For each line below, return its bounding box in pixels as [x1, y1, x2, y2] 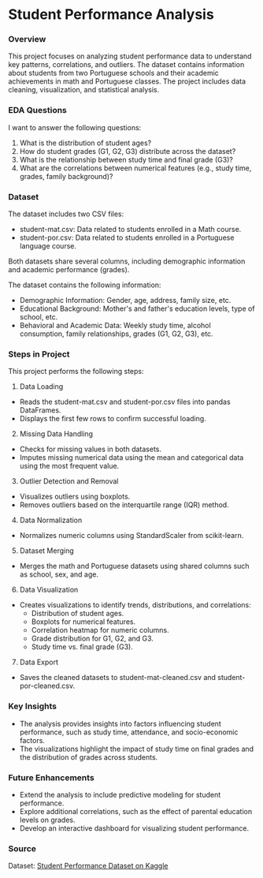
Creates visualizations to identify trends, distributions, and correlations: [19, 600, 252, 610]
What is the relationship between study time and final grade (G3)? [19, 155, 234, 164]
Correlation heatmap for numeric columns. [31, 626, 169, 635]
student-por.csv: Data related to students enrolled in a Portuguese [19, 233, 235, 242]
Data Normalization [19, 515, 83, 525]
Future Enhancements [8, 772, 94, 783]
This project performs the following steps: [8, 367, 144, 376]
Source [8, 843, 37, 854]
